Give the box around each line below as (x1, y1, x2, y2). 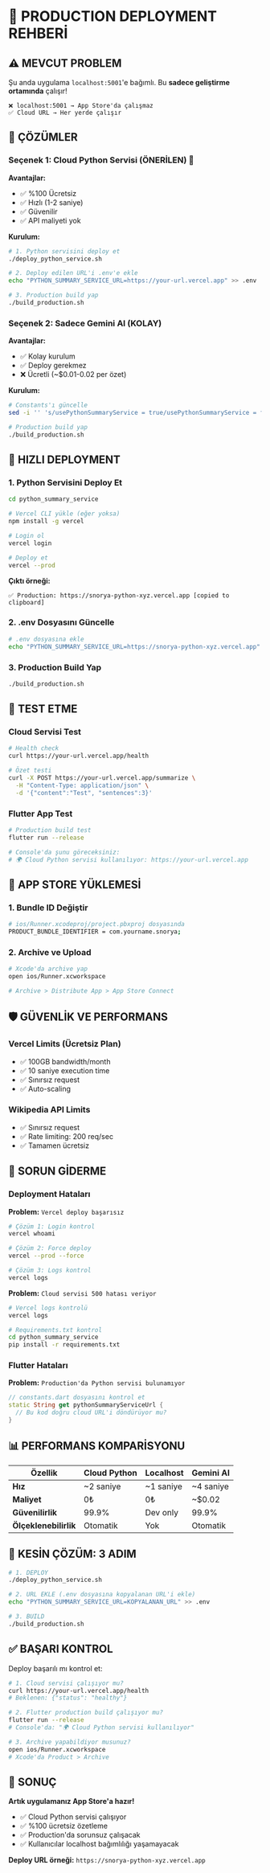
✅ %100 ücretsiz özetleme (19, 1821, 108, 1831)
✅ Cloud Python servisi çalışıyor (19, 1812, 127, 1822)
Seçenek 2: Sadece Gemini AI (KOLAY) (8, 318, 162, 329)
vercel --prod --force (8, 1252, 84, 1260)
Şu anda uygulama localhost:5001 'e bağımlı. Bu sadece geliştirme (8, 78, 231, 87)
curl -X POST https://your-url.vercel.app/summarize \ (8, 774, 196, 782)
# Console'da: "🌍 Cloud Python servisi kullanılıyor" (8, 1723, 194, 1732)
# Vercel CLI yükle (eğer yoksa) (8, 510, 121, 518)
